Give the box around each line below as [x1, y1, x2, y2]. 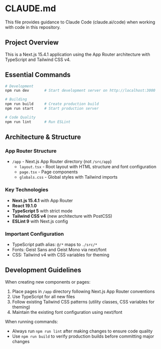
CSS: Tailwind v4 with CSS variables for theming [12, 252, 109, 258]
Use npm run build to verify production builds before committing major [12, 333, 154, 339]
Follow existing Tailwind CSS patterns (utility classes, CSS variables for [12, 299, 155, 305]
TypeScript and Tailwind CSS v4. [5, 57, 71, 62]
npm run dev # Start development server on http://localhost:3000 [5, 88, 156, 93]
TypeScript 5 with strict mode [12, 208, 73, 214]
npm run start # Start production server [5, 106, 99, 111]
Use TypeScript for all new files [12, 293, 75, 299]
